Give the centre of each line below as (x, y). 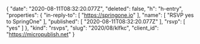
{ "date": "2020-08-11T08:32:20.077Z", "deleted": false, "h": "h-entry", (95, 9)
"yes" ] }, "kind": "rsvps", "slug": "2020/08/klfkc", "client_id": (83, 28)
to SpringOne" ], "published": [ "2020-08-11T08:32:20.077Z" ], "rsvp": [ (96, 21)
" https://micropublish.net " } (41, 34)
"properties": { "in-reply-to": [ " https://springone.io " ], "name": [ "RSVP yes (100, 15)
